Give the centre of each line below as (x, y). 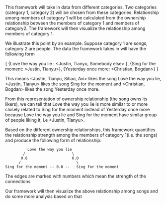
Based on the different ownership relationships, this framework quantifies (80, 130)
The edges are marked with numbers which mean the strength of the (76, 176)
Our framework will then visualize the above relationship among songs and (82, 191)
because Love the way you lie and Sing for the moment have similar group (81, 115)
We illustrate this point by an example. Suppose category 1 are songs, (76, 43)
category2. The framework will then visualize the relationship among (75, 28)
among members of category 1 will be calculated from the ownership (76, 18)
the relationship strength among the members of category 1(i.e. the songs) (81, 135)
